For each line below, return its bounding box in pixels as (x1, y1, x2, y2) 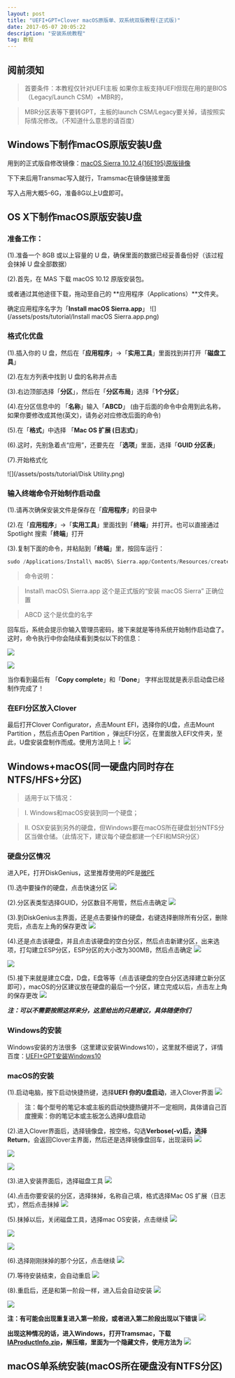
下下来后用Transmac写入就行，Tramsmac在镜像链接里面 (7, 173, 171, 182)
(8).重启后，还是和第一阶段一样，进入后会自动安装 (7, 1286, 152, 1295)
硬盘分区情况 (7, 851, 51, 861)
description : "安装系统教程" (7, 29, 86, 37)
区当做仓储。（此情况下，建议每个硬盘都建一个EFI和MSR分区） (24, 832, 204, 841)
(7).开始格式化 (7, 455, 48, 464)
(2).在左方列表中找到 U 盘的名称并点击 (7, 372, 117, 381)
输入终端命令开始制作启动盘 (7, 488, 101, 498)
